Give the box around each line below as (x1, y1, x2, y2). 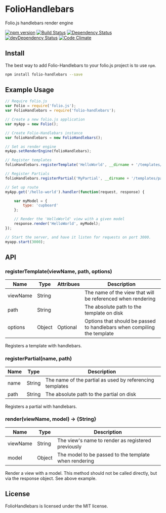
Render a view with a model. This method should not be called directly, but (5, 470, 157, 476)
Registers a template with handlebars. (5, 343, 83, 349)
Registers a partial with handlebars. (5, 403, 77, 409)
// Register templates (5, 158, 52, 163)
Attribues (57, 281, 80, 288)
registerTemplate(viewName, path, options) (5, 268, 113, 275)
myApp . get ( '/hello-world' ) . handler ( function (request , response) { (5, 190, 145, 194)
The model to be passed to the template (57, 451, 150, 458)
